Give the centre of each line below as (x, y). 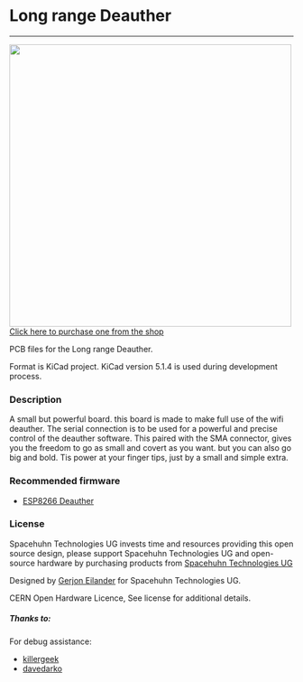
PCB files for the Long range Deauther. (81, 349)
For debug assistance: (50, 641)
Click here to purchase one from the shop (87, 332)
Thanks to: (30, 619)
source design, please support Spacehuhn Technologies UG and (129, 553)
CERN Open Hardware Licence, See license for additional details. (130, 598)
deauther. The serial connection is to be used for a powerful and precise (143, 429)
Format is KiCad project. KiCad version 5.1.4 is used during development (143, 366)
